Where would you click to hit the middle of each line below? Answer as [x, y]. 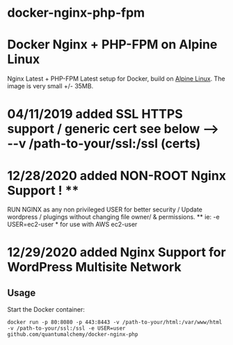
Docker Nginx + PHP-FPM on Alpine [112, 45]
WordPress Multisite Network [95, 267]
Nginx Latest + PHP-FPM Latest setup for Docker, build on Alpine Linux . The [116, 79]
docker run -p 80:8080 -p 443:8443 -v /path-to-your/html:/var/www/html [115, 322]
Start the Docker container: [46, 310]
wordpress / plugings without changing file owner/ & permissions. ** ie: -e [114, 217]
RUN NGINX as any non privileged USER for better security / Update [105, 209]
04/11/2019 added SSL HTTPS [95, 114]
